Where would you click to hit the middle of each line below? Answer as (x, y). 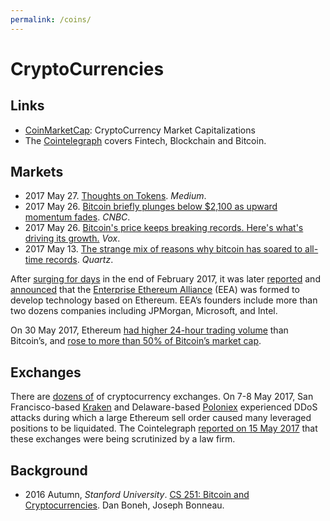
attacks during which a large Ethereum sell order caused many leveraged (161, 418)
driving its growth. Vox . (72, 238)
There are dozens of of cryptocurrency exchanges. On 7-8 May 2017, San (162, 397)
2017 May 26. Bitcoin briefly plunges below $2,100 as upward (151, 207)
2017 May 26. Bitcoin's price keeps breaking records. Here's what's (164, 228)
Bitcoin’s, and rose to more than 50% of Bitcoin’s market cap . (136, 341)
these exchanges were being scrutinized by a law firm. (123, 439)
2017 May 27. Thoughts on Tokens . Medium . (115, 196)
